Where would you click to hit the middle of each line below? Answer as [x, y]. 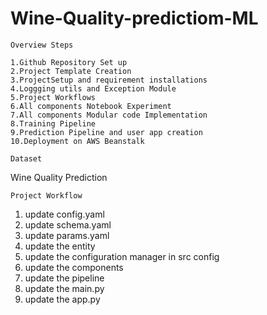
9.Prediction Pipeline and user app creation [106, 132]
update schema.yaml [68, 224]
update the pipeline [64, 278]
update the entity [60, 246]
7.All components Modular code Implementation [109, 115]
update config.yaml [64, 214]
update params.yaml [67, 235]
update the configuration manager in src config [122, 256]
